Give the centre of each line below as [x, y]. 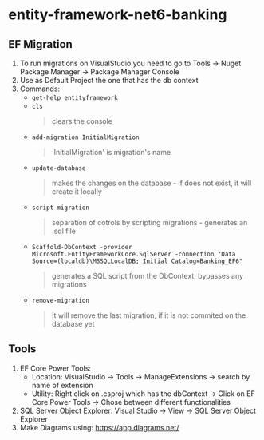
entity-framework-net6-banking [118, 15]
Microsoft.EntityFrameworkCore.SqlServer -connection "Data [134, 254]
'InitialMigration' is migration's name [111, 152]
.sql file [63, 231]
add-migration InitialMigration [85, 137]
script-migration [61, 208]
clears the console [82, 121]
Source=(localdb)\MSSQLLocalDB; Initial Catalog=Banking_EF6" [137, 261]
